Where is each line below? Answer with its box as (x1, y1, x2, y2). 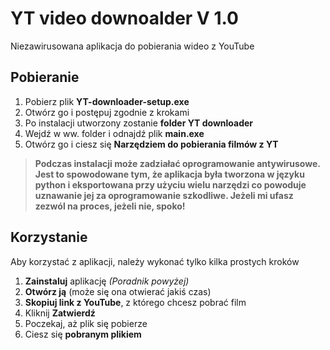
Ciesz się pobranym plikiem (24, 328, 142, 340)
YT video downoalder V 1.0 (10, 7, 239, 30)
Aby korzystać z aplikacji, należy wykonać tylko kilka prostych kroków (10, 255, 300, 267)
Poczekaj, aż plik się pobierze (24, 317, 148, 329)
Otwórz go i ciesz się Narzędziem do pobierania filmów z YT (24, 138, 279, 150)
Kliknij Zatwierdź (24, 307, 96, 319)
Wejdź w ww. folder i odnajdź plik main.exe (24, 127, 205, 139)
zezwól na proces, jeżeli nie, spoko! (34, 200, 186, 212)
